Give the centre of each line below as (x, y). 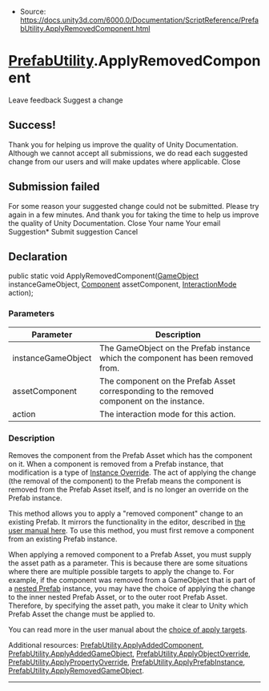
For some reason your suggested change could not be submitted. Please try (134, 206)
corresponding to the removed (156, 391)
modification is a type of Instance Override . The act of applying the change (132, 472)
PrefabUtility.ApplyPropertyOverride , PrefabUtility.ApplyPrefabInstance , (127, 662)
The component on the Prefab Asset (167, 381)
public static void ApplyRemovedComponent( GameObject (104, 276)
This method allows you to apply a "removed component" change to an (126, 513)
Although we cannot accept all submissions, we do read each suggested (128, 153)
